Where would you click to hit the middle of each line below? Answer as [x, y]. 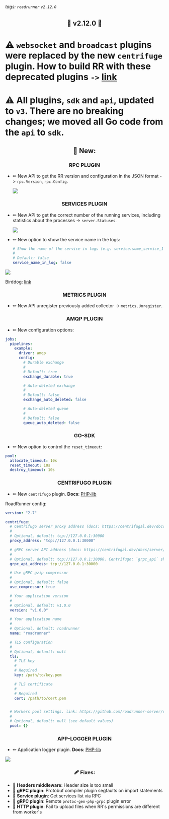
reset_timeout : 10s [30, 465]
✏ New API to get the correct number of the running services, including [87, 215]
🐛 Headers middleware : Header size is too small [63, 785]
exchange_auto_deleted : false [55, 400]
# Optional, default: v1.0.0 [40, 605]
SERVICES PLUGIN [84, 204]
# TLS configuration [31, 642]
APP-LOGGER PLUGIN [84, 738]
